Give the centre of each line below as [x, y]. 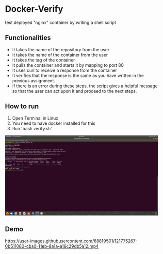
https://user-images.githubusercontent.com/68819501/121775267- [71, 241]
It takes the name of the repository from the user [61, 49]
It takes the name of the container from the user [60, 55]
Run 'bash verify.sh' [32, 128]
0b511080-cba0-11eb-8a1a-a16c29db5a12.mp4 [52, 246]
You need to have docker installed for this [54, 123]
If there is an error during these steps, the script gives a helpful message [85, 86]
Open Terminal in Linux [35, 118]
